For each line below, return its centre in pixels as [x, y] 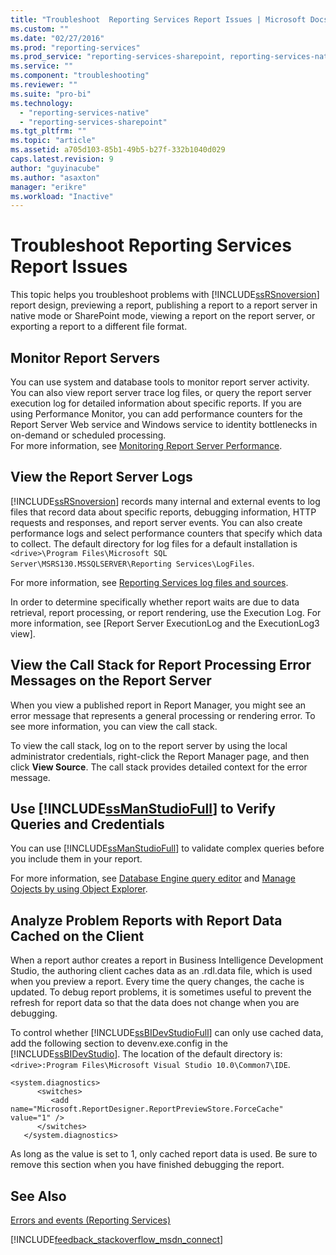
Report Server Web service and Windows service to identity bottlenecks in [164, 424]
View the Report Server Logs [101, 477]
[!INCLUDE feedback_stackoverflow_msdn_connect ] [117, 1240]
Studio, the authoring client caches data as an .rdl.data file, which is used [161, 971]
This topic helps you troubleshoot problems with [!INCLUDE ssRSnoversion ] [165, 295]
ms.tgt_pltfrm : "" [48, 131]
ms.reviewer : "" [44, 85]
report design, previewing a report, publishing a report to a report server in [164, 305]
